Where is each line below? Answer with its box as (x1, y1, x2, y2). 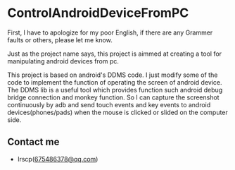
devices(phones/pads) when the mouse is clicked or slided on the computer (7, 108, 229, 116)
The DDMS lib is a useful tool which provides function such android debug (7, 85, 223, 94)
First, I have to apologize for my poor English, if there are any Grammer (7, 28, 213, 37)
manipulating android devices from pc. (7, 56, 120, 65)
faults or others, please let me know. (7, 35, 113, 44)
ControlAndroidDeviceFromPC (7, 5, 189, 21)
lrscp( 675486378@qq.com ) (17, 154, 99, 163)
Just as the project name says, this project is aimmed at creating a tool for (7, 49, 222, 58)
